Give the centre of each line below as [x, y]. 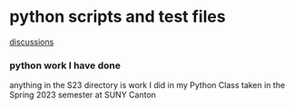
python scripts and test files [118, 17]
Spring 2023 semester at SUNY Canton [83, 95]
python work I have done [65, 65]
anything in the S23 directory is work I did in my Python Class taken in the [147, 85]
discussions [32, 42]
